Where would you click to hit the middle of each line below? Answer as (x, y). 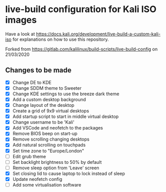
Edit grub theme (29, 156)
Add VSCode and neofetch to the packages (58, 128)
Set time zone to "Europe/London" (48, 151)
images (21, 20)
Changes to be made (38, 70)
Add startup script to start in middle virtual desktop (66, 116)
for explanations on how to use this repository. (61, 39)
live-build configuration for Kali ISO (81, 9)
